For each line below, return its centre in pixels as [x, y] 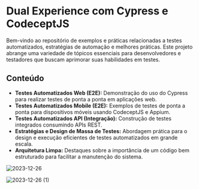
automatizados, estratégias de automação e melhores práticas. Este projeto [99, 47]
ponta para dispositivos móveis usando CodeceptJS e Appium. [93, 112]
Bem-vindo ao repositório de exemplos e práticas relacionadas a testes [94, 40]
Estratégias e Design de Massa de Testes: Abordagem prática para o [101, 131]
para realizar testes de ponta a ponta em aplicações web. [86, 99]
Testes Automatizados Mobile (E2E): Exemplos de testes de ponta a [100, 106]
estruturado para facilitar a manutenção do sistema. [79, 157]
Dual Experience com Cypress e [88, 11]
